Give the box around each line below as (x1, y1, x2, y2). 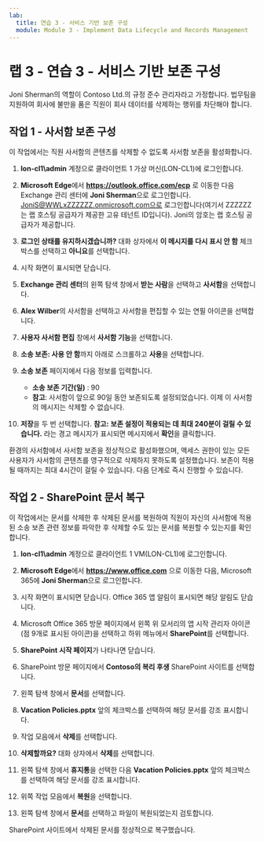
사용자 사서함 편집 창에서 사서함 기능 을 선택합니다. (20, 333, 173, 342)
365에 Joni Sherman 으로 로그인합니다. (20, 575, 143, 585)
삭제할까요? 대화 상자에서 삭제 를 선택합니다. (20, 748, 156, 758)
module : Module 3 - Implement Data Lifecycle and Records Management (16, 26, 248, 34)
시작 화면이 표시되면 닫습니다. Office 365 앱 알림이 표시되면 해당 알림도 (20, 592, 239, 602)
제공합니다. (41, 220, 75, 229)
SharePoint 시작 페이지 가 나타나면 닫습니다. (20, 645, 156, 654)
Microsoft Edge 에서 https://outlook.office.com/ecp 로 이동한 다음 (20, 181, 235, 190)
